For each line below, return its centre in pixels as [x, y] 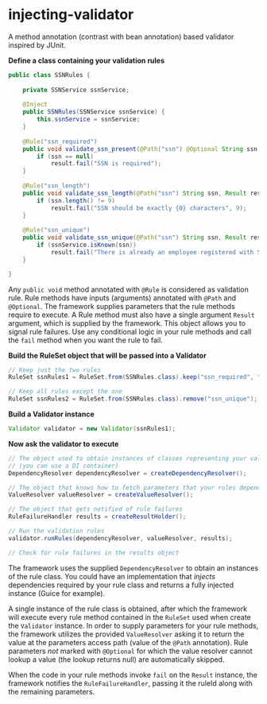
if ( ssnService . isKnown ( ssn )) [87, 245]
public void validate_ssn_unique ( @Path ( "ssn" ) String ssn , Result [135, 238]
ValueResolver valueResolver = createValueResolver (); [101, 495]
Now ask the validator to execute [64, 443]
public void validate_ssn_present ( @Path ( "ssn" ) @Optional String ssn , [142, 149]
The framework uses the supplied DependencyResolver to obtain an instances [133, 568]
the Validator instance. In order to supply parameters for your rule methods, [133, 625]
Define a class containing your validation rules [87, 60]
